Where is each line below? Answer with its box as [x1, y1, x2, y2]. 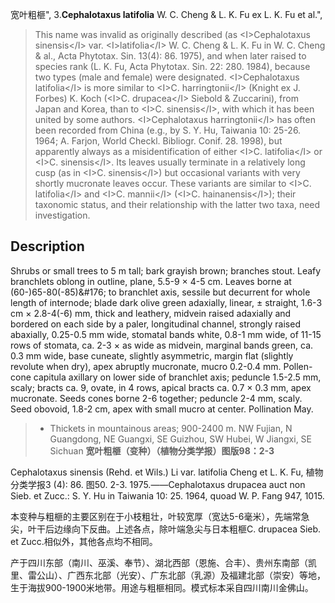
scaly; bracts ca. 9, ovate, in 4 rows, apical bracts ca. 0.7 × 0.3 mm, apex [10, 381, 312, 393]
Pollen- [283, 360, 313, 372]
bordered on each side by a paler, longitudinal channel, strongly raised [10, 318, 301, 330]
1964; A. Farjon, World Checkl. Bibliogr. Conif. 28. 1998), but [34, 135, 283, 147]
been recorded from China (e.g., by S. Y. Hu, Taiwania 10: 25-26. [34, 124, 302, 136]
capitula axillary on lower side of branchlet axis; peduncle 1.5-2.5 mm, [33, 371, 322, 383]
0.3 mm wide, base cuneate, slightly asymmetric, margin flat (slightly [10, 349, 294, 362]
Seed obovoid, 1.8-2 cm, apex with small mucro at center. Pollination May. [10, 403, 314, 415]
